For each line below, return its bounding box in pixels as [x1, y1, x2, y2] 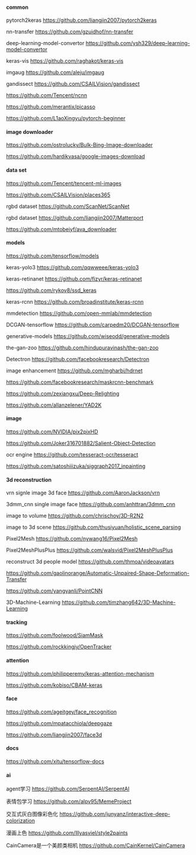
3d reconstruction [6, 476, 52, 483]
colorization [6, 817, 36, 824]
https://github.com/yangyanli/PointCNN [6, 587, 103, 594]
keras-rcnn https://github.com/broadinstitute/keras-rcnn [6, 298, 144, 305]
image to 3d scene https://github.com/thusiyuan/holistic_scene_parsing [6, 523, 181, 531]
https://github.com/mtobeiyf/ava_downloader [6, 226, 117, 233]
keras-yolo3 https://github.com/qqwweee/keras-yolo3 [6, 263, 139, 271]
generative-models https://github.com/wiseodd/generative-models [6, 332, 170, 339]
